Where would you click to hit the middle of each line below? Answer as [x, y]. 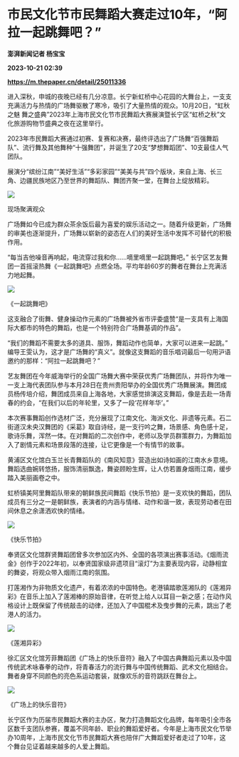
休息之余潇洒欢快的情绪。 [51, 511]
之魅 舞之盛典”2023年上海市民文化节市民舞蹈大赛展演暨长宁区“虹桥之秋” [113, 114]
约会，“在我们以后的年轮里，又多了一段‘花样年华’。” [94, 402]
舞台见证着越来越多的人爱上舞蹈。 [63, 746]
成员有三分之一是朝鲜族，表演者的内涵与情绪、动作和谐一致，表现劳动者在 [116, 501]
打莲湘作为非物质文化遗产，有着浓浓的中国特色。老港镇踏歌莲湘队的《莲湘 [116, 587]
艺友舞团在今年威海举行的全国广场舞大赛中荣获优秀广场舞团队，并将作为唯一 [119, 376]
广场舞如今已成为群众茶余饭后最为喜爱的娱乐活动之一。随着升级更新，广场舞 [119, 224]
